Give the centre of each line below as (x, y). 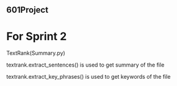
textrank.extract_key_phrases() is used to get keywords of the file (88, 77)
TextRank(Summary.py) (36, 53)
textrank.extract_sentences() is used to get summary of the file (85, 65)
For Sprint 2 (37, 36)
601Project (27, 10)
